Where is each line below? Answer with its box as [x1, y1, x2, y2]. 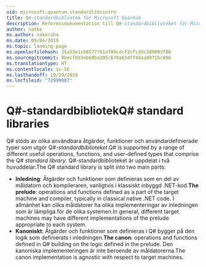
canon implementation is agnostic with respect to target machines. [15, 253, 184, 261]
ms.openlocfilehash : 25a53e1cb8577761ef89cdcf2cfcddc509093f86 [6, 49, 172, 55]
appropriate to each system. [15, 221, 87, 228]
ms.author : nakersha [6, 32, 59, 38]
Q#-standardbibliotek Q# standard [6, 104, 184, 118]
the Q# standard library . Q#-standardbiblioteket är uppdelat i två [6, 157, 170, 164]
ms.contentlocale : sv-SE [6, 66, 70, 72]
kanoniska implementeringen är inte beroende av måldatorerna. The [15, 247, 186, 255]
